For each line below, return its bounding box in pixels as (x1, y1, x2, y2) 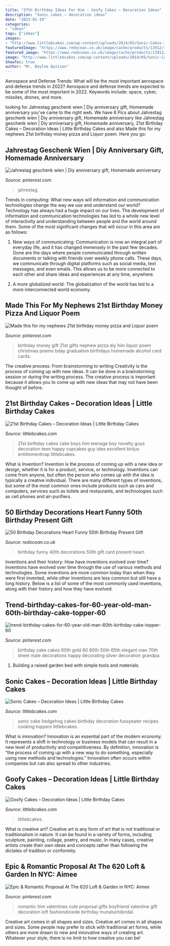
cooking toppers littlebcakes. (17, 724, 78, 729)
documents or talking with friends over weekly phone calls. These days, (12, 255, 163, 261)
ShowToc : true (5, 59, 35, 64)
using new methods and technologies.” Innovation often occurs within (5, 755, 151, 761)
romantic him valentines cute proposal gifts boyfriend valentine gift (17, 903, 158, 909)
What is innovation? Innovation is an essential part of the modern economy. (5, 733, 162, 739)
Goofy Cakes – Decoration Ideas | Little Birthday (5, 775, 159, 784)
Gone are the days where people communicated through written (12, 249, 147, 255)
